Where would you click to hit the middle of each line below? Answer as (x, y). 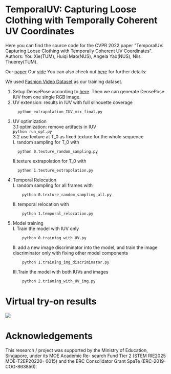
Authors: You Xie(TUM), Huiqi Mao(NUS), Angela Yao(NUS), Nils (73, 56)
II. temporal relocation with (41, 204)
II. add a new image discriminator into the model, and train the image (85, 247)
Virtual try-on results (51, 302)
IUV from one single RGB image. (47, 97)
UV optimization (30, 121)
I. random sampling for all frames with (53, 185)
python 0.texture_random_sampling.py (58, 151)
